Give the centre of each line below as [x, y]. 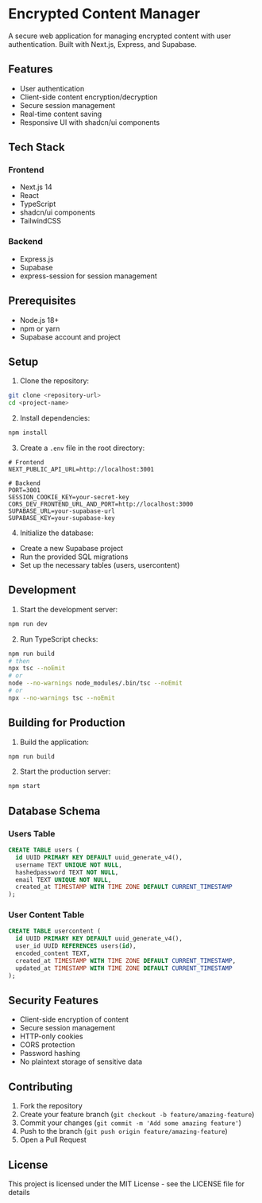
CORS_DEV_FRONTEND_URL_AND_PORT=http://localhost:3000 [101, 504]
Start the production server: [65, 771]
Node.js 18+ [39, 320]
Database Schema [54, 811]
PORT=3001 [25, 490]
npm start [25, 786]
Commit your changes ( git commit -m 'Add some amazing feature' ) [131, 1123]
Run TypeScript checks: [59, 639]
